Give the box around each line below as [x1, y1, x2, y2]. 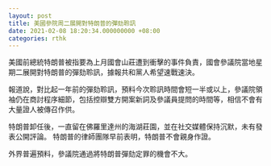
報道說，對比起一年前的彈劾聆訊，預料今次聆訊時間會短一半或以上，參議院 [8, 85, 256, 94]
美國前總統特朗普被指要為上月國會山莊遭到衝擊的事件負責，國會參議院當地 [8, 57, 256, 67]
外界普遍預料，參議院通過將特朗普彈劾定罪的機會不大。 [8, 149, 192, 159]
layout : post [8, 11, 52, 20]
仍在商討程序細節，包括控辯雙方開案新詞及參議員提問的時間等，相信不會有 [15, 94, 263, 105]
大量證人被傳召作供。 [8, 105, 79, 114]
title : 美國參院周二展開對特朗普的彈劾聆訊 [8, 19, 136, 27]
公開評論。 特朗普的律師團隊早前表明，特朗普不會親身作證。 [15, 132, 215, 142]
